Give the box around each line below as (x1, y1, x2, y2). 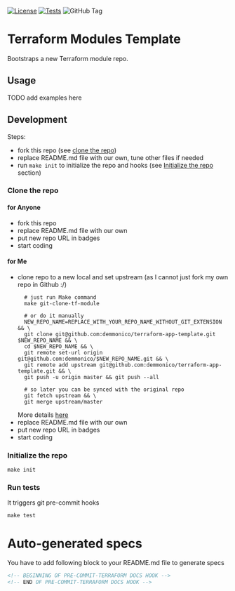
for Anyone (7, 204, 41, 212)
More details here (17, 411, 69, 419)
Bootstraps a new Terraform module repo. (7, 54, 128, 62)
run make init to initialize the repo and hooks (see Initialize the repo (17, 161, 214, 169)
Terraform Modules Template (7, 32, 181, 47)
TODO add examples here (7, 93, 82, 102)
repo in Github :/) (17, 280, 67, 288)
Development (7, 114, 68, 126)
